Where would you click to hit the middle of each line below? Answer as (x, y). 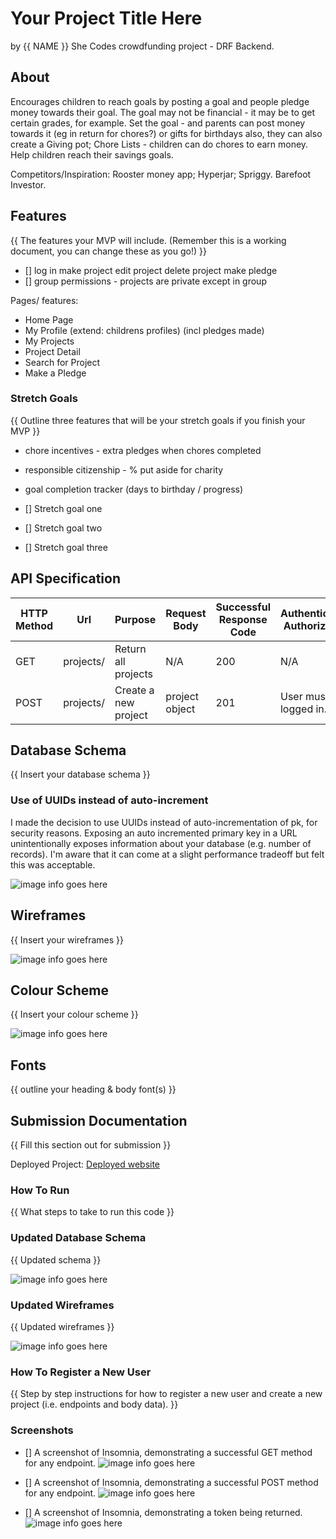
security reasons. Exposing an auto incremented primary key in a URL (154, 833)
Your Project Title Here (106, 18)
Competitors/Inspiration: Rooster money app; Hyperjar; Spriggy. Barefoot (161, 174)
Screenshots (42, 1430)
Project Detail (52, 351)
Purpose (135, 619)
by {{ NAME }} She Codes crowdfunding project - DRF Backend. (142, 46)
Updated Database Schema (78, 1238)
